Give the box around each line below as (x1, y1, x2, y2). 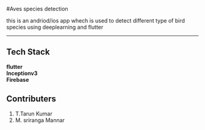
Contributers (6, 94, 57, 104)
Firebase (6, 76, 29, 83)
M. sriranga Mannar (15, 116, 65, 124)
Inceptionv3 (6, 70, 38, 77)
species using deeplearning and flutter (6, 24, 104, 31)
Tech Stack (6, 47, 50, 57)
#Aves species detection (6, 5, 68, 12)
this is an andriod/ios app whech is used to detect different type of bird (6, 17, 185, 24)
